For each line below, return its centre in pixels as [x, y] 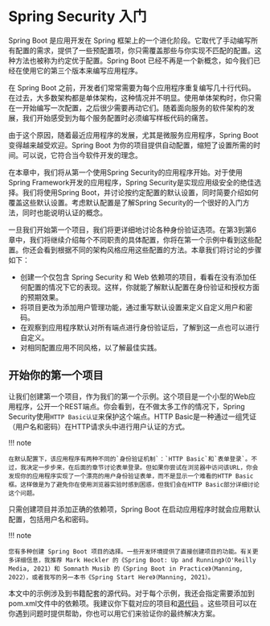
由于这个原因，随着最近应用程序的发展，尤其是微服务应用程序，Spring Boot [133, 135]
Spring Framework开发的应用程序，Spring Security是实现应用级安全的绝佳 [131, 182]
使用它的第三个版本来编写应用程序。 [82, 70]
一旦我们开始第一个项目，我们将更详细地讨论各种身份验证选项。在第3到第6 [133, 230]
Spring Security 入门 [78, 17]
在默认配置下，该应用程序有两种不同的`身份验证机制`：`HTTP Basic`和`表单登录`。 [130, 459]
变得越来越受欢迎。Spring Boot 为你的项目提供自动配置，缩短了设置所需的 [131, 145]
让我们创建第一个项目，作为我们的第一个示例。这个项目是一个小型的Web [129, 396]
